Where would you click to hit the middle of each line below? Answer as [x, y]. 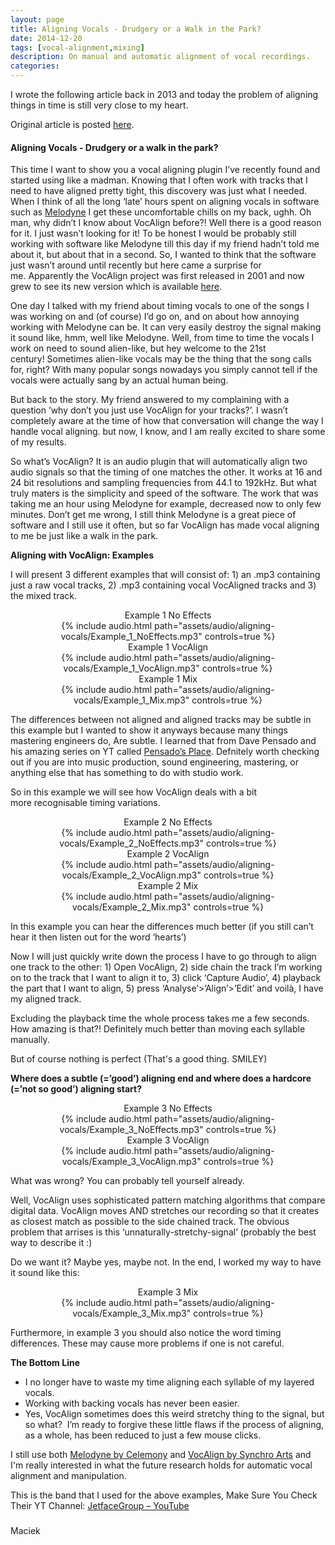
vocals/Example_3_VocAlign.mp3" [131, 1162]
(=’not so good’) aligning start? [76, 1089]
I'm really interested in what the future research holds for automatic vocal [161, 1465]
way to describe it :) [51, 1243]
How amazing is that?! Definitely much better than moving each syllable [158, 1029]
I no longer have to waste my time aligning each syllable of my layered [169, 1382]
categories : [35, 66]
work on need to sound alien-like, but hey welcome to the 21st [138, 348]
